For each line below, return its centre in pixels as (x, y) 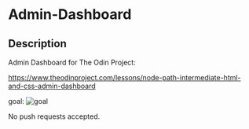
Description (37, 44)
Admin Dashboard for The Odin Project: (72, 62)
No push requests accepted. (54, 116)
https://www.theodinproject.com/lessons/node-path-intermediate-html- (124, 77)
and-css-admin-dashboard (52, 86)
